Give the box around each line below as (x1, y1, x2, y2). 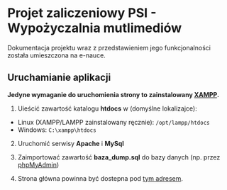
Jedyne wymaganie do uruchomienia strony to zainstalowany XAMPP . (7, 90, 220, 99)
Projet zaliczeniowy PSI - (7, 5, 157, 21)
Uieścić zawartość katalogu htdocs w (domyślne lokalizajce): (17, 104, 197, 113)
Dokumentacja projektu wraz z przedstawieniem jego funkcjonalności (7, 43, 211, 52)
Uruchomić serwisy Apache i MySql (17, 139, 124, 147)
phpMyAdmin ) (17, 160, 60, 169)
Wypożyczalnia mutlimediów (7, 20, 182, 36)
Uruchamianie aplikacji (7, 72, 111, 84)
